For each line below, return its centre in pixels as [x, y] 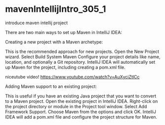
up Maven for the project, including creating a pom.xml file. [65, 67]
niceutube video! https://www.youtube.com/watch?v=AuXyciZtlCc [72, 77]
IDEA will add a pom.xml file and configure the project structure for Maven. [81, 117]
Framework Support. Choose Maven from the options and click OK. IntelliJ [81, 112]
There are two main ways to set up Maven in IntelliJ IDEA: [64, 32]
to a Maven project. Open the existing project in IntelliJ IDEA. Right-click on [82, 101]
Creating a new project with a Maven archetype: [54, 42]
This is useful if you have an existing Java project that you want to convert [81, 96]
